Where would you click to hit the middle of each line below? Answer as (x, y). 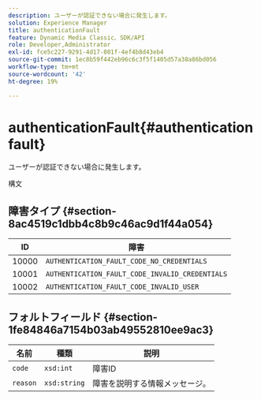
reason (24, 383)
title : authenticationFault (54, 30)
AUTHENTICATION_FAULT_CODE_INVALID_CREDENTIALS (136, 274)
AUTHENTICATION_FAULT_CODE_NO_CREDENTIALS (126, 262)
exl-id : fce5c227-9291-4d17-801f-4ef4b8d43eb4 (86, 52)
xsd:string (65, 383)
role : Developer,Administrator (60, 45)
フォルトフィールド (55, 317)
